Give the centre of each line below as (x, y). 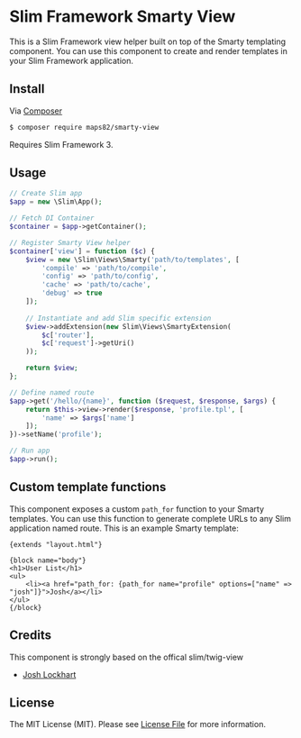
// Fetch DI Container (52, 218)
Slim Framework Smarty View (123, 17)
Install (27, 89)
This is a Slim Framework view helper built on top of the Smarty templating (148, 41)
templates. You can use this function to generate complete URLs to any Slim (150, 518)
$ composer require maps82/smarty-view (84, 127)
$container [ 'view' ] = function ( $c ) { (82, 251)
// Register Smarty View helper (70, 242)
